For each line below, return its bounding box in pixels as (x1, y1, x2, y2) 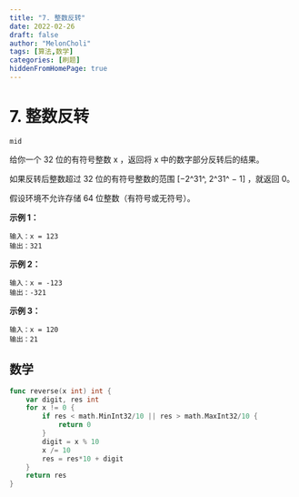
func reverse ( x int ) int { (9, 386, 112, 396)
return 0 (57, 421, 92, 430)
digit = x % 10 (42, 437, 100, 446)
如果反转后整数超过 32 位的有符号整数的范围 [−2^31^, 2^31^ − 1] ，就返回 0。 (9, 173, 295, 184)
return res (25, 471, 67, 481)
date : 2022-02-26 (9, 22, 75, 31)
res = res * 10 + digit (42, 454, 125, 463)
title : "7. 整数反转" (9, 13, 86, 23)
